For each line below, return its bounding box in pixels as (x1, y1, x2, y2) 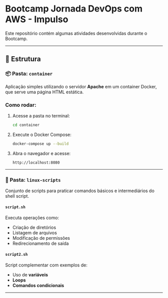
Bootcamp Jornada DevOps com (5, 3, 142, 15)
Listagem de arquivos (12, 230, 57, 236)
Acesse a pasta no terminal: (12, 112, 70, 118)
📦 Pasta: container (5, 70, 53, 77)
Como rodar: (5, 101, 36, 108)
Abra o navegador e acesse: (12, 150, 71, 156)
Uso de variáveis (12, 272, 48, 278)
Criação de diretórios (12, 224, 56, 231)
